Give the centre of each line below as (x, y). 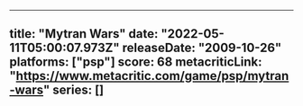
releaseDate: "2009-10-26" (202, 48)
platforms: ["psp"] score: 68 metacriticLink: (136, 62)
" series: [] (73, 90)
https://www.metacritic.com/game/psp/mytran (152, 76)
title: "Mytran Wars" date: (84, 34)
